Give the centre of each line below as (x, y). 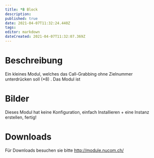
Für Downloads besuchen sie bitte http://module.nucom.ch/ (64, 150)
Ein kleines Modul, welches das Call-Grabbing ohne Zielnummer (69, 74)
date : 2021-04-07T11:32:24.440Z (38, 23)
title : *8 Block (21, 9)
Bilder (17, 99)
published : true (21, 18)
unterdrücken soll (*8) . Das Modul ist (43, 79)
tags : (10, 28)
